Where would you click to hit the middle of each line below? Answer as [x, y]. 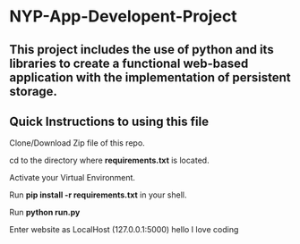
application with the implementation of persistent [150, 77]
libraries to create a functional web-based [129, 63]
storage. [34, 91]
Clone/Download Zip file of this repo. [77, 143]
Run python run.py [45, 213]
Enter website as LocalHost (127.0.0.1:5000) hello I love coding [124, 230]
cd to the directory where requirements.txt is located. [109, 160]
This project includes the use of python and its [142, 50]
